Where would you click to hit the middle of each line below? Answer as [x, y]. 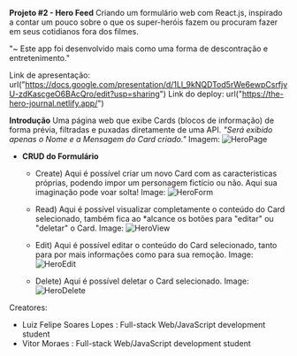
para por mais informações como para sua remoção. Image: [144, 254]
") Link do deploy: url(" [201, 94]
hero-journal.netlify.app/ [53, 103]
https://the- [263, 94]
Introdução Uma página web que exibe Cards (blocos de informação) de [142, 120]
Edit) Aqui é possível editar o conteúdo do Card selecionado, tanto [156, 245]
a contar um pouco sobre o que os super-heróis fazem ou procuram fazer [144, 22]
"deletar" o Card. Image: [80, 228]
